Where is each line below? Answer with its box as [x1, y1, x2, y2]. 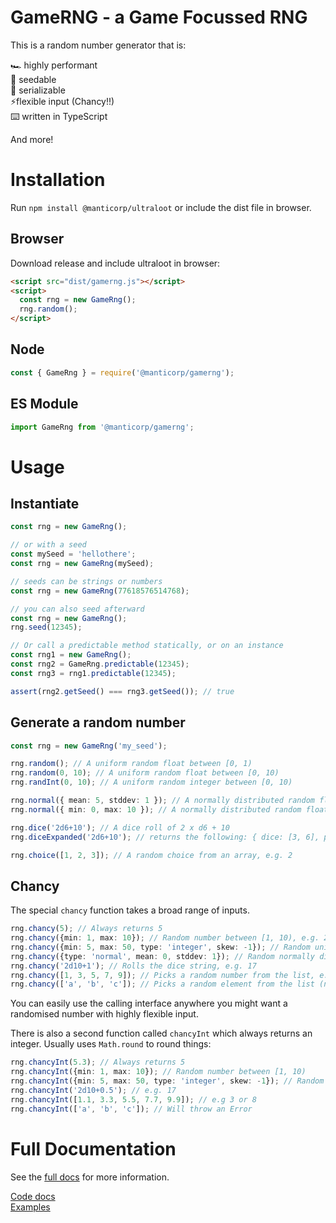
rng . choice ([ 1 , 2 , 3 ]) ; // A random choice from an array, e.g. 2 [10, 850, 293, 860]
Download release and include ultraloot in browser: [10, 257, 221, 269]
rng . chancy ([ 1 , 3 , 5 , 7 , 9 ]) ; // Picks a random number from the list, [10, 970, 316, 980]
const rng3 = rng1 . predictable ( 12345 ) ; [10, 668, 177, 678]
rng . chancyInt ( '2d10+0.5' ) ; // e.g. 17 [10, 1085, 177, 1095]
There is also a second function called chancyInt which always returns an [10, 1027, 313, 1040]
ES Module [10, 396, 79, 413]
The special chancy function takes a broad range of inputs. [10, 904, 250, 916]
